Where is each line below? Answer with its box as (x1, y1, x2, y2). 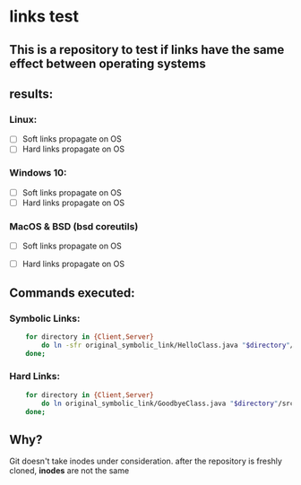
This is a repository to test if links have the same (9, 42, 285, 57)
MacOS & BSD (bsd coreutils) (9, 220, 139, 232)
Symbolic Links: (9, 312, 81, 325)
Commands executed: (9, 285, 136, 300)
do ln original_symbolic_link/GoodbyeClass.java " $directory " (41, 399, 279, 408)
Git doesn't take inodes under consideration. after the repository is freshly (9, 455, 282, 467)
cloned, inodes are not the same (9, 465, 130, 476)
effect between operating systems (9, 56, 206, 71)
